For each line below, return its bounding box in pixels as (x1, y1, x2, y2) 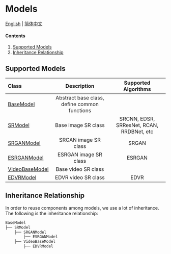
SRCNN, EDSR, (119, 115, 155, 122)
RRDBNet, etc (121, 128, 154, 135)
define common (61, 100, 99, 108)
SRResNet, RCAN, (116, 121, 159, 129)
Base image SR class (55, 121, 105, 129)
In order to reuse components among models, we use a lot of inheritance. (5, 205, 159, 211)
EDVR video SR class (55, 174, 105, 181)
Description (65, 82, 95, 89)
